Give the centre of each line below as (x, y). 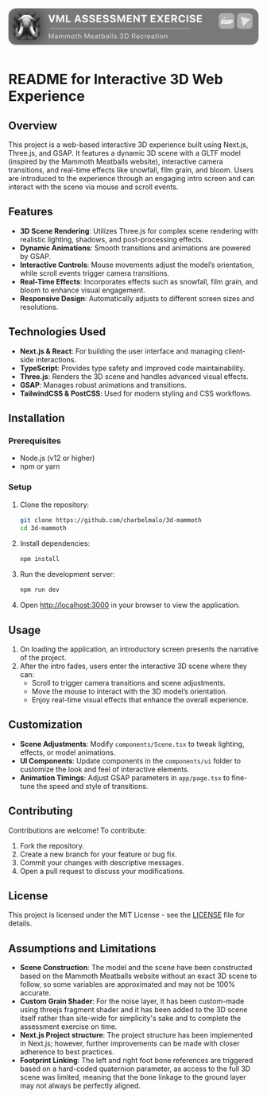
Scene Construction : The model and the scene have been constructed (136, 968)
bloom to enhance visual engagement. (82, 290)
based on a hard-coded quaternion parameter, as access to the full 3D (135, 1069)
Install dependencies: (55, 543)
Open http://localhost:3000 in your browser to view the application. (130, 605)
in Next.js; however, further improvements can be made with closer (130, 1044)
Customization (46, 725)
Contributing (41, 811)
